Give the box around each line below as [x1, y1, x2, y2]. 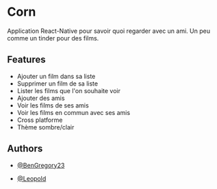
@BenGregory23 [16, 161, 65, 169]
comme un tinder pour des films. [7, 34, 99, 42]
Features [7, 54, 46, 66]
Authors [7, 143, 43, 155]
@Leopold [16, 174, 47, 182]
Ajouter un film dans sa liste [16, 72, 96, 80]
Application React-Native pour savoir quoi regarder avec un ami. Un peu [7, 27, 211, 35]
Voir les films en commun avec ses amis [16, 108, 131, 116]
